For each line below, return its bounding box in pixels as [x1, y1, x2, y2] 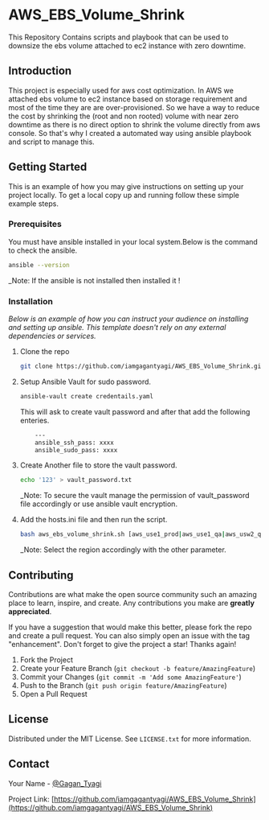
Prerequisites [8, 219, 62, 230]
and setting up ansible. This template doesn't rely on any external [8, 323, 226, 332]
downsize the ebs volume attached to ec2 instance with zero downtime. [8, 40, 247, 50]
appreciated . [8, 606, 52, 616]
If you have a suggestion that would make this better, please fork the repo [8, 622, 252, 632]
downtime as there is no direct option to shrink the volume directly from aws [8, 119, 261, 130]
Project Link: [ [8, 794, 55, 804]
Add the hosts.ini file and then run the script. [19, 515, 168, 525]
